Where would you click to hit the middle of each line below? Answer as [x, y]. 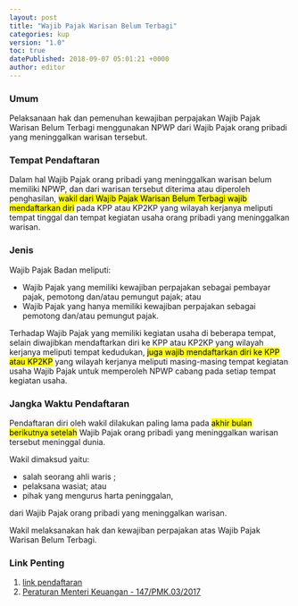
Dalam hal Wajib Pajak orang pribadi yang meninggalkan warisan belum [141, 180]
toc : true [28, 51]
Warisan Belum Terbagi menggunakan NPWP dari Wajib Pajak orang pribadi [148, 128]
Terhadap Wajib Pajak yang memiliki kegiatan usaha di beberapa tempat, [143, 332]
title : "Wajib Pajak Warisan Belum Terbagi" [93, 26]
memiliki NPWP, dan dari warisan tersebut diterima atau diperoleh [130, 189]
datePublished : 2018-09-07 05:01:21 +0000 [89, 59]
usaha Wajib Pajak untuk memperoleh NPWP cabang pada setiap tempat [143, 371]
